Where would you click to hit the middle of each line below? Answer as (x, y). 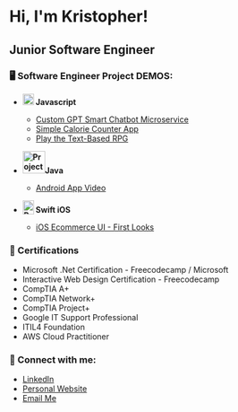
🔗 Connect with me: (53, 360)
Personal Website (55, 389)
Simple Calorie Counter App (87, 128)
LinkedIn (38, 380)
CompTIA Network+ (59, 299)
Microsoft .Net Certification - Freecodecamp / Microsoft (125, 270)
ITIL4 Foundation (53, 327)
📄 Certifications (44, 250)
